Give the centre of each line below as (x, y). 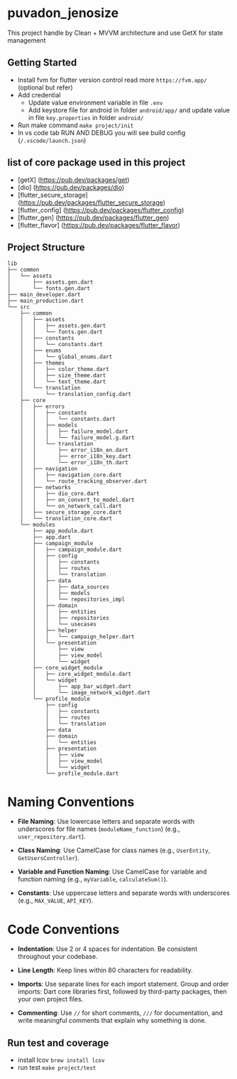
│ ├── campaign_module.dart (77, 550)
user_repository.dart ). (52, 837)
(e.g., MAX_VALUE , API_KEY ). (55, 901)
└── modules (38, 525)
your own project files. (50, 999)
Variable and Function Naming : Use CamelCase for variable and (112, 871)
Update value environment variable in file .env (95, 102)
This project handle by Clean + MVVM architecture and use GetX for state (115, 33)
